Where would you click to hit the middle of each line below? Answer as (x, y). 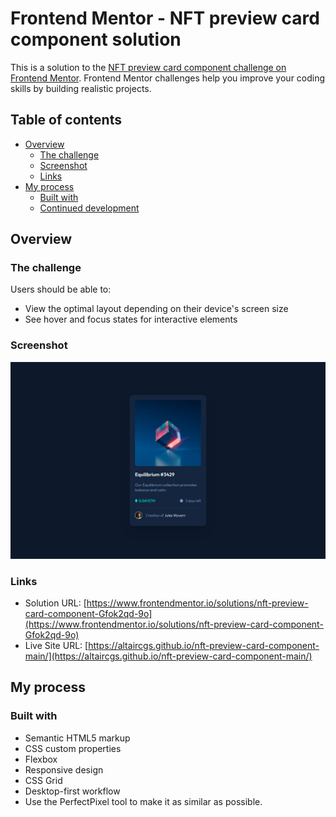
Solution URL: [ (55, 603)
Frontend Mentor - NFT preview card (165, 18)
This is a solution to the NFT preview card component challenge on (148, 67)
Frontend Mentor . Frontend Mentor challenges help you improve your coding (168, 78)
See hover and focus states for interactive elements (131, 319)
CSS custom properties (73, 748)
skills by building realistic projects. (81, 88)
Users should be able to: (61, 289)
